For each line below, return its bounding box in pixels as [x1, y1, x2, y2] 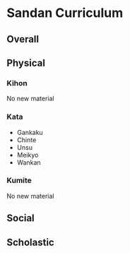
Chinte [16, 136, 37, 144]
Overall [6, 33, 40, 45]
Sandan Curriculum [6, 5, 124, 21]
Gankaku [16, 128, 43, 136]
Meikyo [16, 151, 39, 159]
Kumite [6, 175, 32, 185]
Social [6, 212, 35, 224]
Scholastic [6, 236, 54, 248]
